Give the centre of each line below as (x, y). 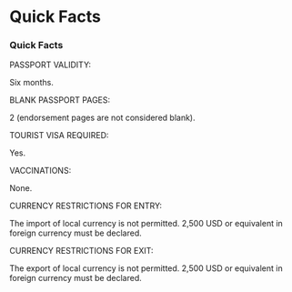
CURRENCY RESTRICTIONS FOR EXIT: (81, 251)
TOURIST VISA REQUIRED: (59, 136)
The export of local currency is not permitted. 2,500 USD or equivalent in (146, 268)
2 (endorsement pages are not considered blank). (102, 118)
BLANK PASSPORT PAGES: (60, 100)
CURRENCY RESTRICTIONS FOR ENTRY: (86, 206)
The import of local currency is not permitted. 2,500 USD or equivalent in (146, 224)
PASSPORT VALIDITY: (50, 65)
